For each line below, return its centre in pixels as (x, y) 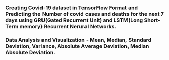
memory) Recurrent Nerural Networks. (68, 26)
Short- (152, 20)
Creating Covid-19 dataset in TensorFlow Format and (72, 8)
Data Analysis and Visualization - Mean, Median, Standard (78, 40)
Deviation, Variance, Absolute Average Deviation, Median (77, 46)
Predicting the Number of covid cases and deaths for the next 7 (85, 14)
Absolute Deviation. (30, 52)
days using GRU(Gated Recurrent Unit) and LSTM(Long (74, 20)
